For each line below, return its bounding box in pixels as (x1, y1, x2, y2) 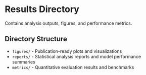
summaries (12, 59, 36, 65)
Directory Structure (5, 35, 68, 43)
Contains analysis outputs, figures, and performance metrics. (5, 20, 132, 26)
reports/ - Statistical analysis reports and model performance (12, 53, 141, 59)
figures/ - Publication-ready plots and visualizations (12, 48, 122, 54)
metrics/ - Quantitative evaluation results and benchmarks (12, 64, 134, 70)
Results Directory (5, 4, 79, 15)
